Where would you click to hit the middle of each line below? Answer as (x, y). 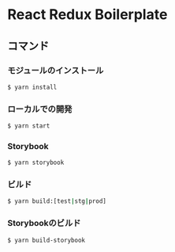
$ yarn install (32, 87)
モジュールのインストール (56, 71)
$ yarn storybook (36, 163)
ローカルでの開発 (40, 109)
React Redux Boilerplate (87, 15)
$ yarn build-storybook (47, 240)
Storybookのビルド (44, 223)
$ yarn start (29, 126)
